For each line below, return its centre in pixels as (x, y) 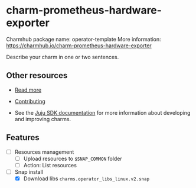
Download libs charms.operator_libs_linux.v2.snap (86, 179)
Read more (28, 90)
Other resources (37, 75)
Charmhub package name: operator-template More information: (84, 39)
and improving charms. (43, 119)
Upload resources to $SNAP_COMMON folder (73, 158)
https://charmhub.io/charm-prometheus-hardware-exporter (79, 46)
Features (23, 137)
